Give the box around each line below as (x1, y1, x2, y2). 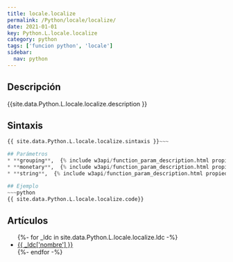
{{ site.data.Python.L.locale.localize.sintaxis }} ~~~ (7, 138, 169, 145)
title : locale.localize (7, 10, 76, 17)
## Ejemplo (7, 182, 39, 190)
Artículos (7, 215, 49, 227)
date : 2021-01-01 (7, 23, 58, 30)
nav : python (13, 56, 49, 63)
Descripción (7, 81, 61, 93)
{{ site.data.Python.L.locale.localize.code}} (7, 195, 144, 202)
